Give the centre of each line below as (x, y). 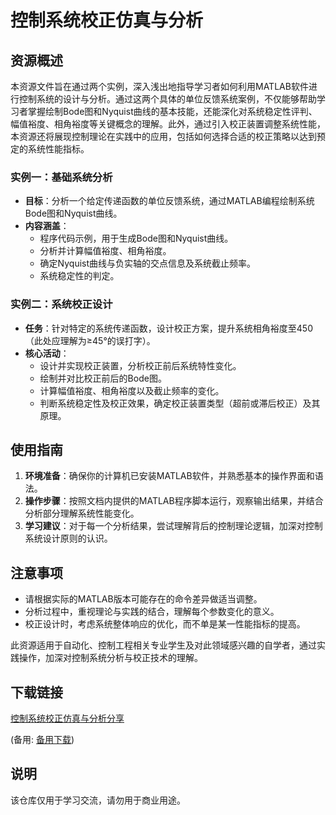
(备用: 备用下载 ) (42, 740)
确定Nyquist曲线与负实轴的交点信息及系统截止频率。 (148, 263)
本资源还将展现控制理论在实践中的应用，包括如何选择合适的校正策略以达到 (163, 136)
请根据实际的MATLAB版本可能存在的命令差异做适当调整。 (143, 599)
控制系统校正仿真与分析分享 (67, 718)
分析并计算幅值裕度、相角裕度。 (105, 251)
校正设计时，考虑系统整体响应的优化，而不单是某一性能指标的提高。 (165, 624)
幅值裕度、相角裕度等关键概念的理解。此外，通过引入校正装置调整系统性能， (168, 124)
